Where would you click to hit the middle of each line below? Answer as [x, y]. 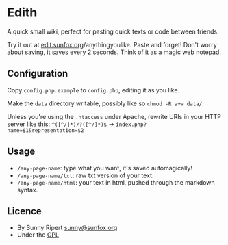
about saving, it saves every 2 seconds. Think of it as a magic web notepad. [114, 52]
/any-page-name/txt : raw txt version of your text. [85, 175]
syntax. [27, 190]
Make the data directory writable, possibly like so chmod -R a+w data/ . [105, 103]
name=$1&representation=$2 [46, 130]
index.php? [131, 125]
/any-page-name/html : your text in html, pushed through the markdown [116, 182]
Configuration [38, 74]
